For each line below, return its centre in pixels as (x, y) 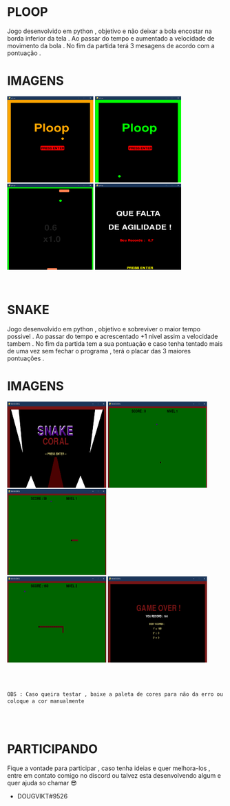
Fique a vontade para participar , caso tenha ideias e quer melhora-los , (109, 768)
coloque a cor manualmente (46, 701)
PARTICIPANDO (53, 749)
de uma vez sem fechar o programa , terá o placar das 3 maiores (99, 351)
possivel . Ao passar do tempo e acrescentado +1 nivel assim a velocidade (113, 336)
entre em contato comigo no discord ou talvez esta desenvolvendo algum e (114, 775)
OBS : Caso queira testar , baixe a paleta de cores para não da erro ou (115, 694)
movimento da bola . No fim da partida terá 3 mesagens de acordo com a (111, 45)
